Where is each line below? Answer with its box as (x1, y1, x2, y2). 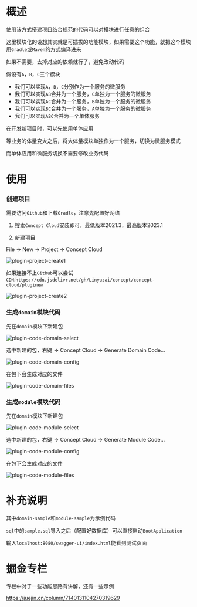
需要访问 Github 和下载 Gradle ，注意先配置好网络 (6, 209, 120, 216)
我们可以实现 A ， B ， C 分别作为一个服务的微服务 (14, 83, 126, 90)
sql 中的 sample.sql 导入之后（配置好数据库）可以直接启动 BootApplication (6, 527, 183, 534)
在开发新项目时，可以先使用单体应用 (6, 124, 94, 132)
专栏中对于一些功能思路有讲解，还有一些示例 (6, 582, 114, 589)
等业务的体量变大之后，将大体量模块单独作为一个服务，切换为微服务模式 (6, 137, 181, 144)
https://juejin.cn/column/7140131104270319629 (6, 594, 120, 601)
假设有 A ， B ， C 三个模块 (6, 70, 60, 77)
